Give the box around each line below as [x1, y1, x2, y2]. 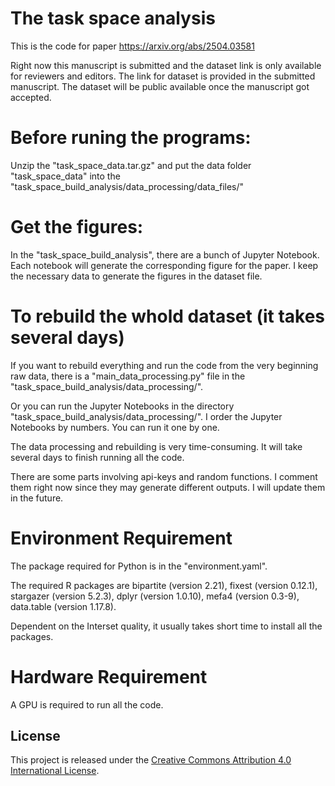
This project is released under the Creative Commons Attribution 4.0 [10, 754, 292, 766]
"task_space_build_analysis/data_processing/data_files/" [10, 180, 245, 192]
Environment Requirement [10, 527, 233, 549]
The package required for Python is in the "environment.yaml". [10, 560, 268, 572]
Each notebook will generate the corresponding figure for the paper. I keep [10, 259, 319, 271]
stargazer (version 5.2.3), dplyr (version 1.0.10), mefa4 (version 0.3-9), [10, 590, 300, 602]
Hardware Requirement [10, 665, 208, 688]
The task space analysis [10, 7, 216, 30]
